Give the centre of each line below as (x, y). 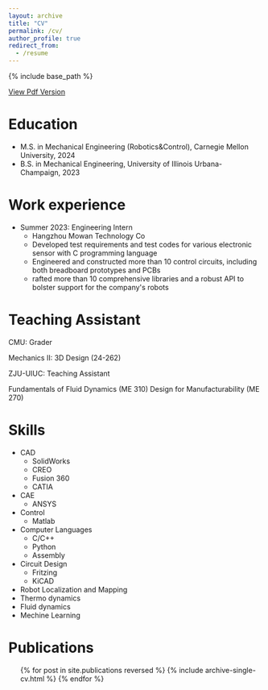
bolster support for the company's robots (100, 287)
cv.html (32, 679)
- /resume (32, 53)
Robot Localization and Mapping (74, 589)
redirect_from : (34, 46)
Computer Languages (56, 530)
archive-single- (230, 670)
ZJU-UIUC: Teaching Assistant (59, 373)
